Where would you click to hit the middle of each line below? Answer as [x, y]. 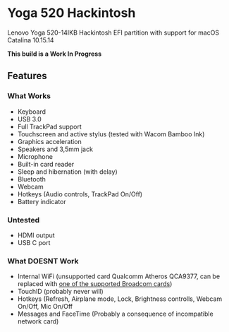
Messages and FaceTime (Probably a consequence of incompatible [115, 314]
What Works [29, 96]
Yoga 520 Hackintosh [72, 13]
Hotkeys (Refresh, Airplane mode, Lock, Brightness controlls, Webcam [120, 299]
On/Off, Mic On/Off [45, 307]
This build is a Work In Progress [55, 54]
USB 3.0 [30, 119]
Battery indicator [42, 201]
